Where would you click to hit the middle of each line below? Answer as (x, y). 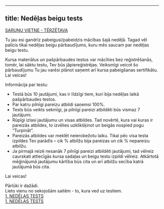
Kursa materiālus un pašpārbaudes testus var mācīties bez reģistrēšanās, (79, 60)
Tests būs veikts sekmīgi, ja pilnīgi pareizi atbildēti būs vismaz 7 (76, 109)
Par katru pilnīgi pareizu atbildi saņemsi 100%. (58, 104)
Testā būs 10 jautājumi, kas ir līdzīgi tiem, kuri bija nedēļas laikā (75, 94)
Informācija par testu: (27, 84)
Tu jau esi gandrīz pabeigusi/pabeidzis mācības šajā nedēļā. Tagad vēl (76, 40)
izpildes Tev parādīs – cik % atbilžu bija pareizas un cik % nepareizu (81, 141)
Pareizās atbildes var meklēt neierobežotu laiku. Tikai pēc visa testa (80, 135)
